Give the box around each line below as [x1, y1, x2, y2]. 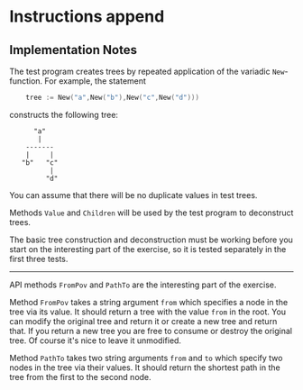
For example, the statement [44, 76, 147, 86]
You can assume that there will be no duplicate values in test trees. [9, 189, 258, 200]
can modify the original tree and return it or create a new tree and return [9, 315, 278, 326]
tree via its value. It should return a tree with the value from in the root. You [9, 306, 287, 317]
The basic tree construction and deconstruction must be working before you [9, 234, 293, 245]
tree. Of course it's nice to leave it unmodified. [9, 335, 182, 346]
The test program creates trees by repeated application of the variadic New [9, 66, 285, 77]
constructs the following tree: [9, 109, 119, 120]
